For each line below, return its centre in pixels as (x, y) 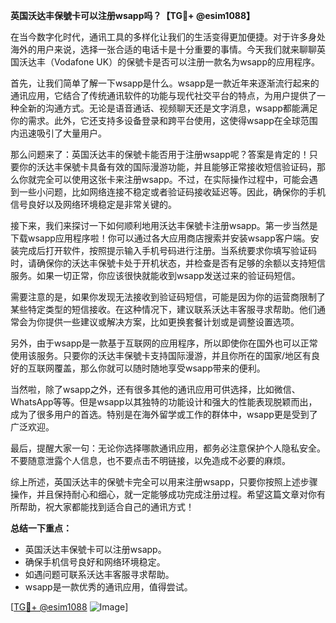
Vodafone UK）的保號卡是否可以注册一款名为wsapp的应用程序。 (186, 62)
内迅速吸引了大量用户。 (58, 133)
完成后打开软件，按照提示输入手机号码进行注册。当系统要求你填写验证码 (167, 250)
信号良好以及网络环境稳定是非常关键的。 (93, 204)
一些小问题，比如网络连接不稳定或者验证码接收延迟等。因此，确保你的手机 (172, 192)
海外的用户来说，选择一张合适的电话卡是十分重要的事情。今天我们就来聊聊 (163, 49)
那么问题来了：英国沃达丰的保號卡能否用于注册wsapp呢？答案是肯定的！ (160, 154)
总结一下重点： (41, 528)
